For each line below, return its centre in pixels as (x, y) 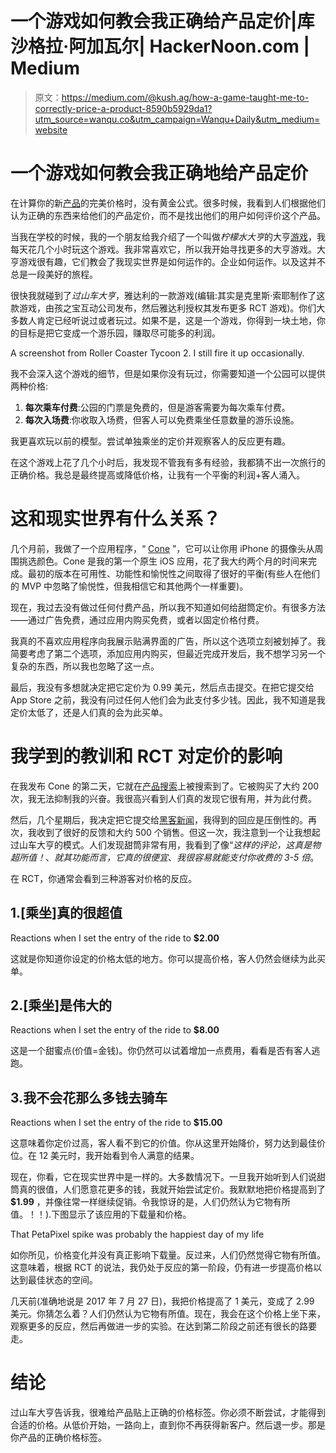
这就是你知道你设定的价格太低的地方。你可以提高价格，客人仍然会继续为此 (163, 958)
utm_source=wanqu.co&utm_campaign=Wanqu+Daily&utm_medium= (177, 119)
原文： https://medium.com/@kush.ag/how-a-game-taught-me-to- (172, 97)
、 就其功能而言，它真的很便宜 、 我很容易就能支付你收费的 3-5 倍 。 (182, 857)
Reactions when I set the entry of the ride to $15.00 (116, 1123)
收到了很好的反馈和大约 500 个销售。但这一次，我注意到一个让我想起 (178, 832)
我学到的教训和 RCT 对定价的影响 (146, 756)
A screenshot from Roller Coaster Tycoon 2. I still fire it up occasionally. (157, 353)
